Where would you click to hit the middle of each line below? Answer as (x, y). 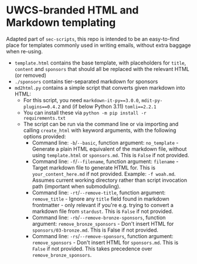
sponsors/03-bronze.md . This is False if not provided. (95, 230)
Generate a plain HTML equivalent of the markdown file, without (109, 149)
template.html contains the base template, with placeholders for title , (100, 63)
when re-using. (24, 51)
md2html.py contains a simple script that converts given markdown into (100, 87)
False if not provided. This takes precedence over (92, 248)
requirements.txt (45, 118)
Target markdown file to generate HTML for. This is (94, 167)
